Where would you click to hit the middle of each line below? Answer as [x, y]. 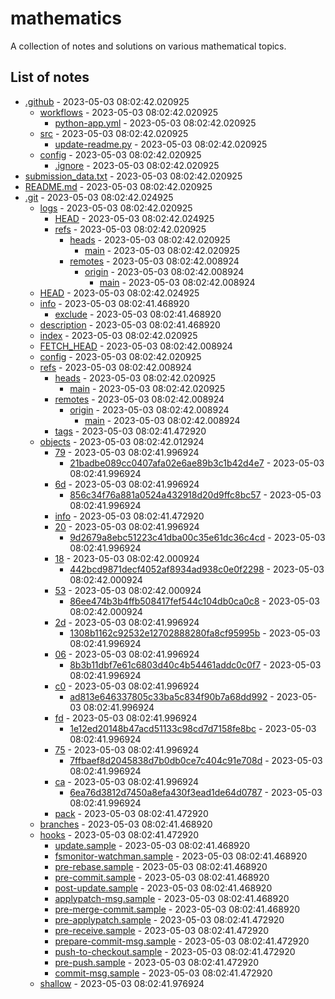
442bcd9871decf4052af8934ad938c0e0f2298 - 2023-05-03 [197, 569]
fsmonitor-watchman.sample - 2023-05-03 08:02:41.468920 [181, 856]
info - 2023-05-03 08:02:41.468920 [114, 303]
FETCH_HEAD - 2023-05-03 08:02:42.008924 [136, 346]
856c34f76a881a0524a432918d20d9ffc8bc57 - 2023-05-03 [195, 494]
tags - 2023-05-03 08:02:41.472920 [130, 431]
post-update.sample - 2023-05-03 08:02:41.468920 [163, 888]
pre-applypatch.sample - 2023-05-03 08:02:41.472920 [169, 919]
